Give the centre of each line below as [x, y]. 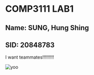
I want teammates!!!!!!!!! [30, 57]
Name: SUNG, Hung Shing [47, 28]
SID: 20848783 [30, 45]
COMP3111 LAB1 [39, 9]
